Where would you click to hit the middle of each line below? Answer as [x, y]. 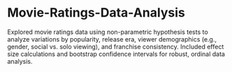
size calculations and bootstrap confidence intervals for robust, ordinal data [116, 54]
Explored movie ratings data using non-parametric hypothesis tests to [108, 32]
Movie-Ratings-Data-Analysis [96, 13]
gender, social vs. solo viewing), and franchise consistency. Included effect [116, 46]
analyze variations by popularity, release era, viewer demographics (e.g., [112, 39]
